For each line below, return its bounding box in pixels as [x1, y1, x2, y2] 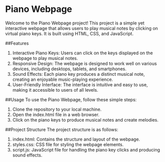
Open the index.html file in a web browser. [12, 111, 100, 118]
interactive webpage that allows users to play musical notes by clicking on [5, 25, 158, 31]
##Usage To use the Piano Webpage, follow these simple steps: [5, 96, 137, 103]
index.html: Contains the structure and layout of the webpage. [12, 136, 140, 142]
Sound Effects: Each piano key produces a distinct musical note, [12, 71, 145, 77]
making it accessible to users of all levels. [12, 87, 98, 93]
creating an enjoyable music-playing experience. [12, 76, 113, 82]
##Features [5, 40, 29, 46]
